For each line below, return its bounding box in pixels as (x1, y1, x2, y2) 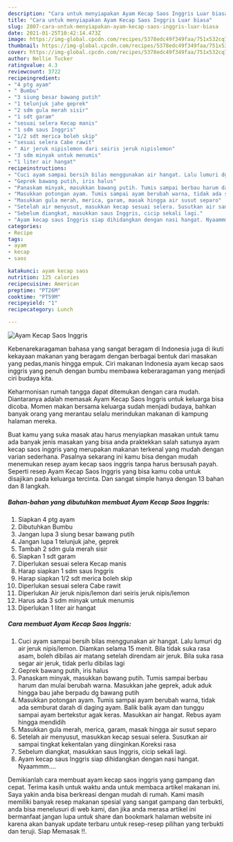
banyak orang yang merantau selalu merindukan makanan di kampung (8, 410, 209, 418)
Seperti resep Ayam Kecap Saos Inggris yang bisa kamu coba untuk (8, 467, 201, 475)
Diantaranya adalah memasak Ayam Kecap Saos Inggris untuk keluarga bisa (8, 395, 224, 403)
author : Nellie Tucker (8, 55, 73, 62)
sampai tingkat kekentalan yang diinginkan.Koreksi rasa (17, 739, 176, 748)
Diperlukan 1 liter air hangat (17, 604, 96, 612)
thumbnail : (8, 42, 39, 49)
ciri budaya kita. (8, 374, 54, 382)
